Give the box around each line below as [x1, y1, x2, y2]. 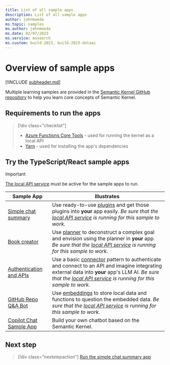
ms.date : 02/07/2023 [5, 31, 49, 36]
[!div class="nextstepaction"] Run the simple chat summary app [17, 354, 151, 360]
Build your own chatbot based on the [52, 317, 140, 324]
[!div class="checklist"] [17, 122, 67, 128]
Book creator [8, 238, 39, 245]
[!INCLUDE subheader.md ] [5, 79, 61, 85]
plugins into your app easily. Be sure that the [52, 208, 158, 215]
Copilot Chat [8, 317, 38, 324]
